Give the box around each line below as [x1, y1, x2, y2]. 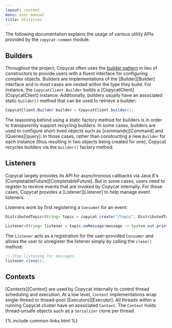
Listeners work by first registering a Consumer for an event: [5, 204, 128, 210]
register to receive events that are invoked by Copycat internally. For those [5, 183, 163, 190]
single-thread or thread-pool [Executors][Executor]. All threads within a [5, 297, 156, 303]
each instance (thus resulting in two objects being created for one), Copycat [5, 139, 166, 145]
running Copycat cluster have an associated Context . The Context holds [5, 302, 156, 309]
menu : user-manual [5, 12, 45, 17]
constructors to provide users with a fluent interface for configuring [5, 70, 148, 77]
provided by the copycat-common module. [5, 36, 91, 43]
